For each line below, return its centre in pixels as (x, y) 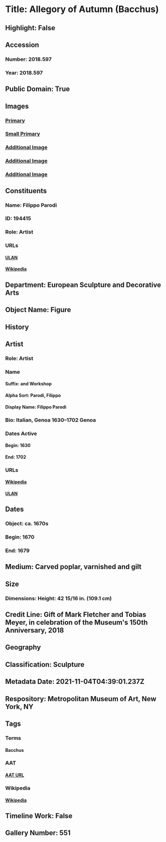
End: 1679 (18, 551)
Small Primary (23, 134)
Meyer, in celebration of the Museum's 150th (76, 623)
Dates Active (21, 433)
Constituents (26, 190)
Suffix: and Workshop (28, 384)
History (17, 327)
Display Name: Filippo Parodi (36, 407)
